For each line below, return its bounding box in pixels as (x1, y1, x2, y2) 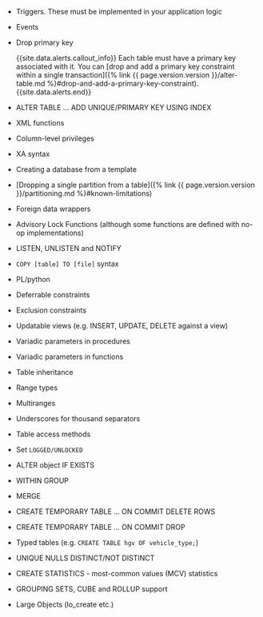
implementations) (26, 228, 84, 237)
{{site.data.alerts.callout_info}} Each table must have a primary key (15, 54, 237, 62)
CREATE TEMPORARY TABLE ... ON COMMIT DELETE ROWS (15, 507, 216, 516)
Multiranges (15, 399, 56, 408)
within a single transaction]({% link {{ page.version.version (15, 70, 210, 79)
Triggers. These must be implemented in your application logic (15, 7, 222, 16)
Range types (15, 383, 58, 392)
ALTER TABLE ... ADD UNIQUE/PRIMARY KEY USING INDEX (15, 103, 212, 112)
